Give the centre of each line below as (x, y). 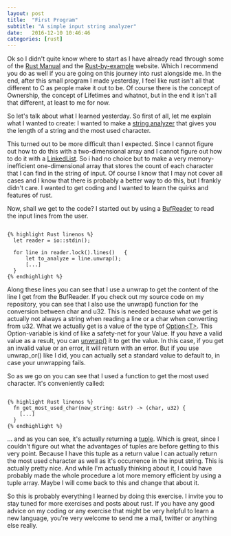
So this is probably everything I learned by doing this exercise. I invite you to (115, 496)
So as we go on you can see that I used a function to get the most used (108, 376)
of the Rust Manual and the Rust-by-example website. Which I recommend (113, 66)
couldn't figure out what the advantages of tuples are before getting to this (113, 446)
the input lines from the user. (48, 216)
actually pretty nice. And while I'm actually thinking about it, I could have (110, 468)
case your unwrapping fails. (46, 363)
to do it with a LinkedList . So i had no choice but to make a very (97, 158)
